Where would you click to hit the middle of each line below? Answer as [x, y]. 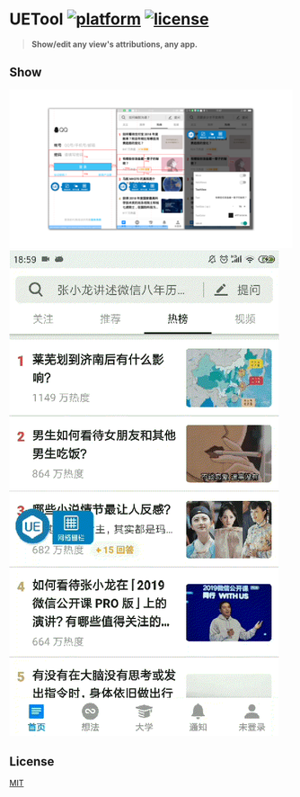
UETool [36, 19]
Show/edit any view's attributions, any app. [114, 44]
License [32, 761]
